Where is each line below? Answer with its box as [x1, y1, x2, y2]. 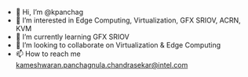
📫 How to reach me [15, 49, 81, 58]
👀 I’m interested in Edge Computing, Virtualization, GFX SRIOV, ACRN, [15, 16, 241, 25]
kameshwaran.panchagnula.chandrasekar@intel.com [15, 61, 188, 69]
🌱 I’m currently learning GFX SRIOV [15, 32, 129, 41]
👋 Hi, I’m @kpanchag [15, 8, 84, 16]
